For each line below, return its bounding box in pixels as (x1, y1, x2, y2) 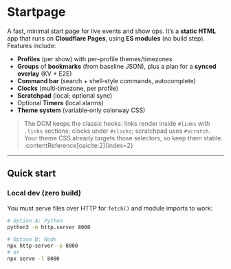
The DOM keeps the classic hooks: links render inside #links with (23, 119, 210, 127)
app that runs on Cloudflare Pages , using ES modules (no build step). (7, 34, 205, 42)
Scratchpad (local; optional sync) (16, 91, 113, 100)
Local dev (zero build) (7, 189, 81, 198)
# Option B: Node (7, 236, 57, 243)
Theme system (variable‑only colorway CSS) (16, 106, 146, 114)
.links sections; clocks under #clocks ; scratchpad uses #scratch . (23, 127, 211, 135)
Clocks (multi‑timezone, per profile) (16, 84, 119, 92)
